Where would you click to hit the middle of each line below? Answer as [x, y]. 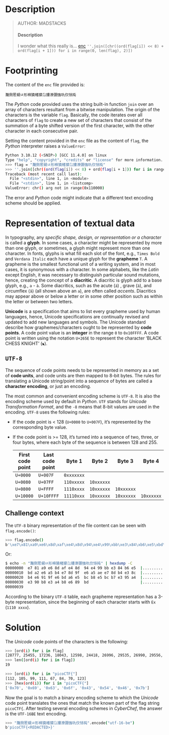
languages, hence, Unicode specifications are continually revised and [77, 317]
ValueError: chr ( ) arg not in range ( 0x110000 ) [55, 188]
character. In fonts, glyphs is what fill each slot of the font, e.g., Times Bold [82, 253]
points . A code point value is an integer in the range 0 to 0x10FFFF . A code [82, 333]
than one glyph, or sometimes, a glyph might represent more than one [78, 248]
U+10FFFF [49, 496]
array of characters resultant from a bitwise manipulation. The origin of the [82, 110]
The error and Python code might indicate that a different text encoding [79, 198]
